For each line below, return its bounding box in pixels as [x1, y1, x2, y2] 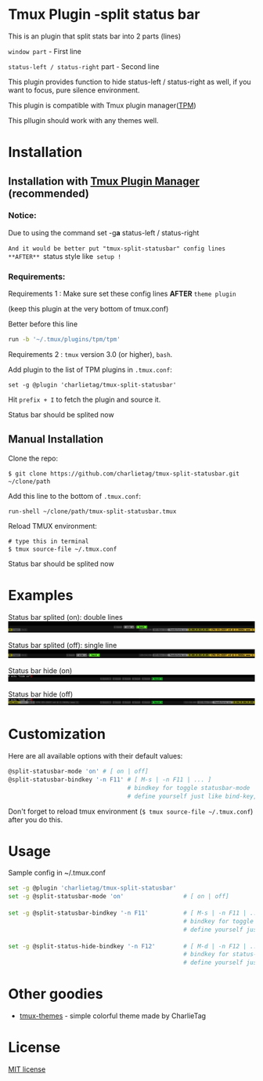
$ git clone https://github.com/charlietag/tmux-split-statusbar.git [8, 469, 240, 478]
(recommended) [8, 187, 90, 200]
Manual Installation [8, 433, 104, 446]
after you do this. [8, 814, 63, 824]
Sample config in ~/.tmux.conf [8, 868, 106, 878]
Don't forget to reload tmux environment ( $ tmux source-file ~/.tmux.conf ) [8, 806, 254, 816]
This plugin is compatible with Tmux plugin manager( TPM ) [8, 100, 196, 110]
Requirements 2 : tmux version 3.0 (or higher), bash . [8, 349, 173, 359]
